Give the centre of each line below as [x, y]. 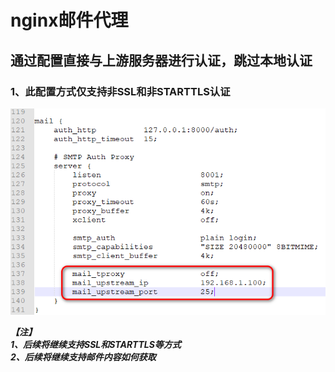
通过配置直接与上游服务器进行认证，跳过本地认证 [161, 60]
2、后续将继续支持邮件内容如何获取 [83, 357]
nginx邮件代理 [69, 20]
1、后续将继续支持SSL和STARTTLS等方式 [96, 345]
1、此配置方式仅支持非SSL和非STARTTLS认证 [120, 91]
